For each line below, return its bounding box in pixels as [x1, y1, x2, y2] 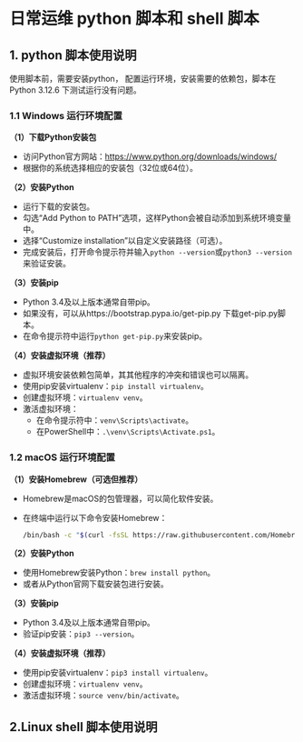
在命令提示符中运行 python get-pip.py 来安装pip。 [22, 331, 208, 342]
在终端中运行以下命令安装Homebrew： [22, 512, 168, 523]
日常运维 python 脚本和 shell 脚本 [9, 8, 260, 29]
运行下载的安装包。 [22, 201, 95, 212]
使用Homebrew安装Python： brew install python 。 [22, 567, 216, 578]
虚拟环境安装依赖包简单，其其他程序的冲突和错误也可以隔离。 [22, 369, 254, 380]
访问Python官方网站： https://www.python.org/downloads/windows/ [22, 151, 278, 162]
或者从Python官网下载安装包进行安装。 [22, 578, 170, 589]
